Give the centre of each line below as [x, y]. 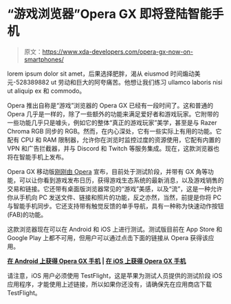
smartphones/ [44, 59]
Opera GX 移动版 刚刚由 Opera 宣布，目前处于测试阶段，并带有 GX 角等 [108, 171]
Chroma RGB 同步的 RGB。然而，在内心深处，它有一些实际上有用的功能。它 [114, 131]
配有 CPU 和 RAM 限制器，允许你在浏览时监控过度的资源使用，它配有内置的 [114, 140]
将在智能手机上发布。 [37, 157]
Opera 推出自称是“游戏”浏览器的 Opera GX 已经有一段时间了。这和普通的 [110, 105]
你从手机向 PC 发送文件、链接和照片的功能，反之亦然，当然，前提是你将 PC [114, 197]
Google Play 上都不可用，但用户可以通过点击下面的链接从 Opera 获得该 [108, 237]
